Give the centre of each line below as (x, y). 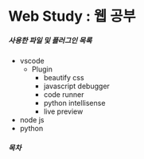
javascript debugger (76, 86)
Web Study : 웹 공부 (72, 16)
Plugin (42, 69)
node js (32, 120)
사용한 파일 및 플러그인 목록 (50, 40)
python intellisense (74, 103)
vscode (32, 61)
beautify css (64, 78)
